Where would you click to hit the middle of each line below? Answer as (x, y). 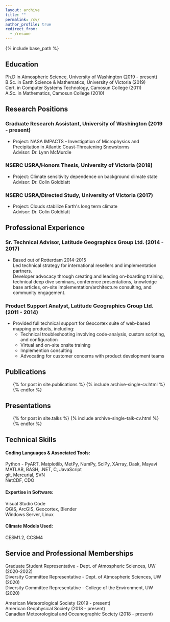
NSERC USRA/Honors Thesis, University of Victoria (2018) (79, 165)
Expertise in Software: (29, 492)
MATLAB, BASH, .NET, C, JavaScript (44, 470)
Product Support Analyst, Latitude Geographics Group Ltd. (79, 306)
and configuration (39, 340)
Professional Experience (45, 228)
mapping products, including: (44, 329)
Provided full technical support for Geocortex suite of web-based (81, 323)
